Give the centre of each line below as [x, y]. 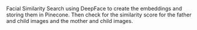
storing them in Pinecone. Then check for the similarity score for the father [99, 15]
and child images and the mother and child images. [70, 21]
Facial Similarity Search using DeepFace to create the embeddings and [94, 9]
